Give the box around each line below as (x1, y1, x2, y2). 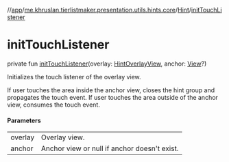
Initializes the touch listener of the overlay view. (7, 72, 142, 81)
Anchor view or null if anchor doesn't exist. (40, 144, 179, 153)
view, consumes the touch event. (7, 100, 101, 109)
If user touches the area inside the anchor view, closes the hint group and (7, 85, 215, 94)
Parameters (7, 116, 41, 124)
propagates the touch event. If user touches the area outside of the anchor (7, 93, 218, 101)
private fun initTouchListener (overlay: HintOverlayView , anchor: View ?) (7, 59, 207, 68)
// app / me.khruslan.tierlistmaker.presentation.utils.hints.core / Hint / (7, 6, 192, 14)
